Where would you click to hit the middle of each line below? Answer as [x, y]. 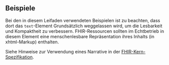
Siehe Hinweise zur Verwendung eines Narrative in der [63, 51]
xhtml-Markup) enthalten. [32, 42]
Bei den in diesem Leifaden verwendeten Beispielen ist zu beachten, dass [83, 20]
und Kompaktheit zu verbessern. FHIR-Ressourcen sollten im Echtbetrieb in [85, 31]
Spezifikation [19, 57]
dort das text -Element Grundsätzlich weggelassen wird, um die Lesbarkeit [84, 26]
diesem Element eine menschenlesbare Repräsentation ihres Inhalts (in [80, 36]
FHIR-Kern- [133, 51]
